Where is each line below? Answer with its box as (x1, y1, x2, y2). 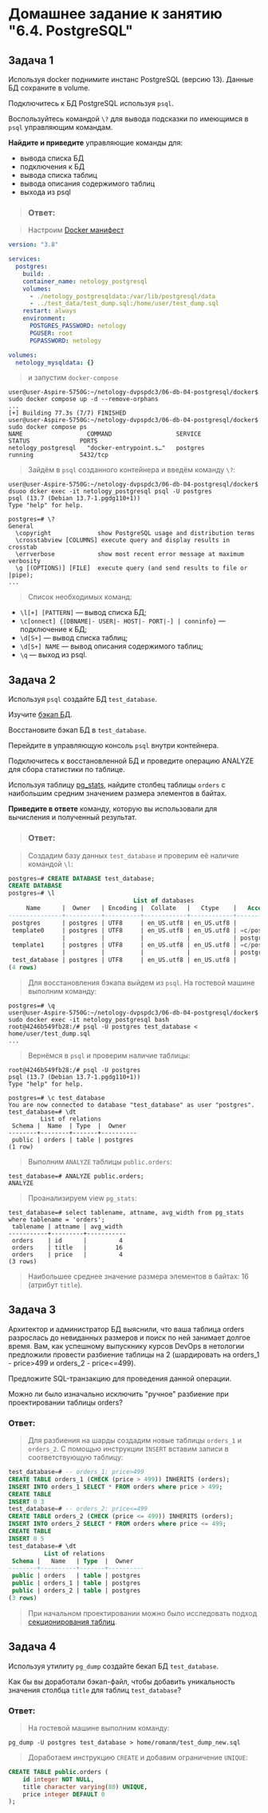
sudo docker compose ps (8, 424, 88, 432)
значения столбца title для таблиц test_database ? (8, 1685, 182, 1695)
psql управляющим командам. (8, 123, 113, 132)
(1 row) (8, 1142, 34, 1151)
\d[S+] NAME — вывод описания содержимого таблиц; (19, 641, 203, 651)
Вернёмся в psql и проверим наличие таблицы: (27, 1050, 191, 1060)
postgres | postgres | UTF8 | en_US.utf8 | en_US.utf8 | (11, 919, 238, 927)
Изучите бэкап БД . (8, 710, 73, 719)
